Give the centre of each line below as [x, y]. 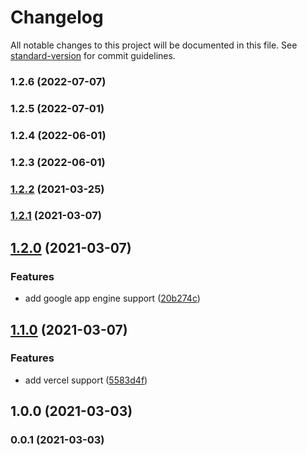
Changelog [57, 17]
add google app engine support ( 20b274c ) [112, 298]
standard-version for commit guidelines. [93, 55]
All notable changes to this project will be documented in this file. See [154, 45]
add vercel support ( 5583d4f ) [86, 380]
